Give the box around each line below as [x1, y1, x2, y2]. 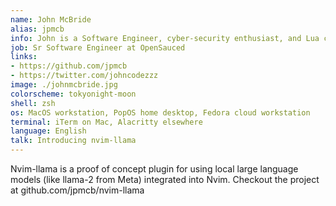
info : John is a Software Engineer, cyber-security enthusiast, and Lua [10, 33, 320, 43]
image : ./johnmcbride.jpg [10, 80, 118, 90]
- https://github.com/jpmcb [10, 61, 128, 71]
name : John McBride [10, 14, 92, 25]
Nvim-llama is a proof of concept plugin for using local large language [10, 163, 299, 175]
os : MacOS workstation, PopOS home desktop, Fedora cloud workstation [10, 107, 311, 118]
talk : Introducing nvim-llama [10, 136, 137, 146]
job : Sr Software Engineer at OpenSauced [10, 42, 186, 53]
